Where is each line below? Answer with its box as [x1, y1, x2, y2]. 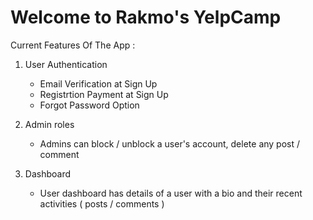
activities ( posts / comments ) [39, 197, 165, 210]
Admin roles [24, 118, 75, 130]
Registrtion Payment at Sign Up [39, 88, 169, 100]
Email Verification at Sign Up [39, 77, 158, 90]
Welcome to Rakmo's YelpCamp [10, 6, 282, 29]
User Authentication [24, 58, 108, 70]
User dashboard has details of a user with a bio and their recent [39, 187, 303, 199]
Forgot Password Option [39, 99, 140, 111]
